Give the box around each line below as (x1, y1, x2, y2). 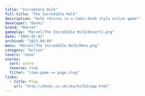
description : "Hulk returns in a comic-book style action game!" (5, 16, 141, 21)
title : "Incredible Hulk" (5, 7, 58, 12)
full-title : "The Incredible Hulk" (5, 12, 78, 16)
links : (5, 75, 19, 80)
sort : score (9, 61, 34, 66)
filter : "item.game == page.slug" (9, 70, 80, 75)
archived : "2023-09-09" (5, 39, 54, 44)
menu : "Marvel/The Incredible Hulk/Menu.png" (5, 43, 99, 48)
